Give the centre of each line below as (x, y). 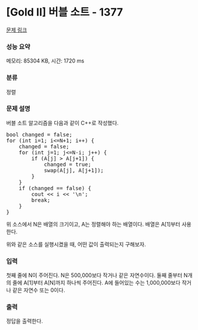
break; (41, 200)
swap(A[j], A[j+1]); (74, 170)
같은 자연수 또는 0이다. (39, 290)
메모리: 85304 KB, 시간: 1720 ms (45, 61)
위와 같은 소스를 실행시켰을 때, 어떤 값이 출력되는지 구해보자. (76, 244)
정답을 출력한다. (25, 321)
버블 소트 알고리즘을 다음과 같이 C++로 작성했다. (63, 123)
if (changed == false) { (55, 188)
